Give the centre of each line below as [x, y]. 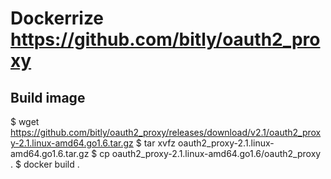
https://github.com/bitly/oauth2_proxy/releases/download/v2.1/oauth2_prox [166, 132]
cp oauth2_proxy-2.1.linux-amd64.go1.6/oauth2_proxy [210, 153]
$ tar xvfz [156, 143]
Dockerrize [57, 18]
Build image [48, 97]
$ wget [25, 121]
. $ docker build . [45, 164]
